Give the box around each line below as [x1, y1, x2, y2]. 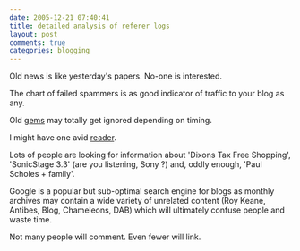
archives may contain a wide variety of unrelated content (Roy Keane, [9, 196, 266, 206]
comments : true [9, 38, 66, 47]
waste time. [9, 214, 52, 225]
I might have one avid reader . [9, 132, 116, 143]
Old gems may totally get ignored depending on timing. [9, 115, 212, 126]
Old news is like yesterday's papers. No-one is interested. [9, 71, 222, 81]
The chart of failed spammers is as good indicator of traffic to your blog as [9, 88, 285, 99]
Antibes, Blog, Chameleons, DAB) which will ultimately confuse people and [9, 205, 285, 215]
